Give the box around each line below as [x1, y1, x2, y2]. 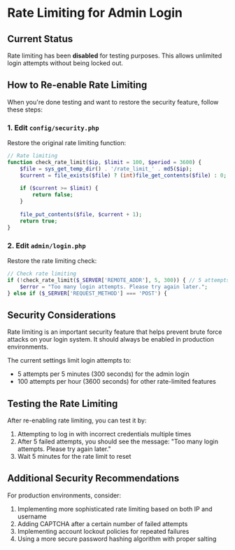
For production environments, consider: [7, 491, 121, 499]
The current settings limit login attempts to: [7, 356, 131, 365]
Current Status [7, 33, 73, 45]
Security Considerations [7, 309, 117, 321]
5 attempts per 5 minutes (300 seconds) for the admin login [17, 370, 190, 378]
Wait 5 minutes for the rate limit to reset [17, 452, 131, 461]
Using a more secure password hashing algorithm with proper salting [17, 535, 217, 543]
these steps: [7, 105, 43, 114]
